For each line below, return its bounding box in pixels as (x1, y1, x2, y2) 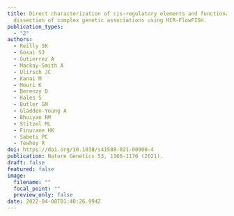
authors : (7, 36, 33, 43)
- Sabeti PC (13, 133, 49, 140)
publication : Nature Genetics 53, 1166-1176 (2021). (7, 153, 164, 160)
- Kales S (13, 95, 42, 102)
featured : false (7, 165, 54, 173)
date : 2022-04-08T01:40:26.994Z (7, 198, 101, 206)
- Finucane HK (13, 127, 54, 134)
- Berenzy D (13, 88, 49, 95)
